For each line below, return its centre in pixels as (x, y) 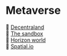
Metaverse (33, 11)
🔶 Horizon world (26, 40)
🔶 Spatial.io (20, 46)
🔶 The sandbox (24, 33)
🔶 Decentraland (25, 27)
